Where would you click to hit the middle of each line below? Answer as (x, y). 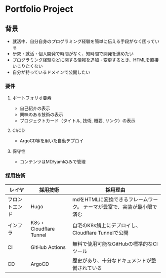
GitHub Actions (48, 247)
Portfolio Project (39, 9)
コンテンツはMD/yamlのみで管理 (53, 162)
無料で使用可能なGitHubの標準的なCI (115, 244)
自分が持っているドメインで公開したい (51, 72)
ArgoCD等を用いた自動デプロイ (52, 141)
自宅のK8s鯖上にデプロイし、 (107, 225)
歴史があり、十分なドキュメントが (112, 260)
